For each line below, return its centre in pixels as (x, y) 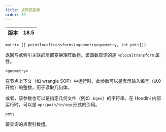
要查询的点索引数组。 (27, 124)
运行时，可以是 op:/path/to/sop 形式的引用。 (53, 104)
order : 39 (16, 15)
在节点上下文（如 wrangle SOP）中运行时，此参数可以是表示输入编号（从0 (83, 81)
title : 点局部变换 (23, 10)
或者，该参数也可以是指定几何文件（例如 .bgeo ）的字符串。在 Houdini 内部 (83, 98)
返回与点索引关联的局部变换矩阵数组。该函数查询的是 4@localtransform (80, 55)
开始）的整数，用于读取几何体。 (39, 87)
